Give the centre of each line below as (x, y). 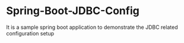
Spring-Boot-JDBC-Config (73, 11)
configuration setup (30, 33)
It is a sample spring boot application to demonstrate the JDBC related (92, 27)
